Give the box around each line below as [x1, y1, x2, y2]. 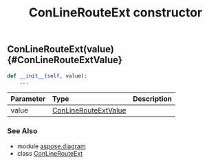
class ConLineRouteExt [16, 149, 83, 157]
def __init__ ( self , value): [7, 72, 88, 80]
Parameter [10, 94, 46, 104]
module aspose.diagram [16, 142, 86, 150]
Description [133, 94, 172, 104]
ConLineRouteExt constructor [28, 5, 203, 21]
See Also [7, 126, 38, 136]
